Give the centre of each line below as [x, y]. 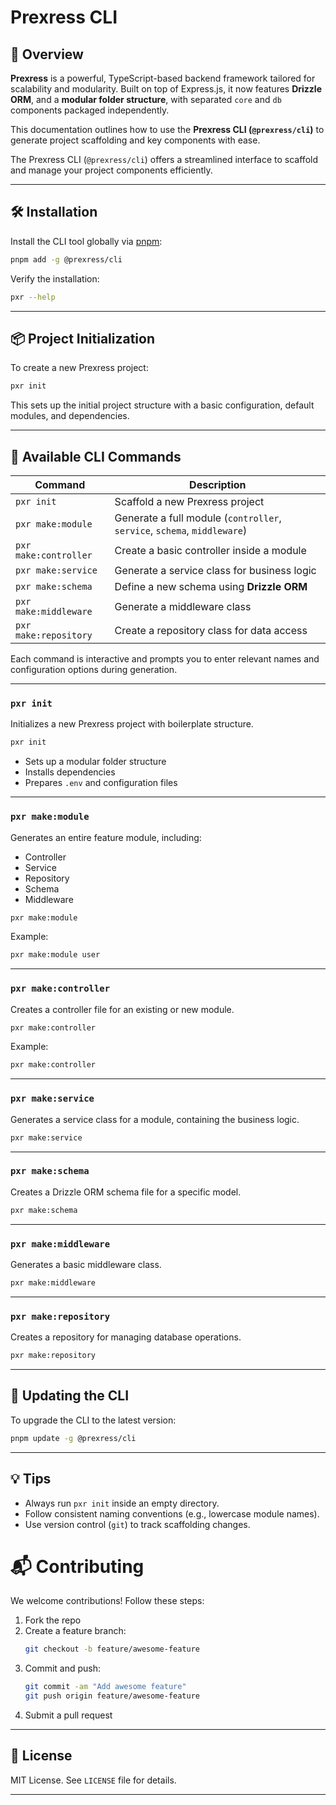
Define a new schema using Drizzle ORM [211, 587]
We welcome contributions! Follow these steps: [107, 1601]
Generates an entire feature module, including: [106, 837]
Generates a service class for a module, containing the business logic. [155, 1119]
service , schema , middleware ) [181, 531]
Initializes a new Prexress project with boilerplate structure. [132, 724]
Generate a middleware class [183, 607]
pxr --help [33, 297]
